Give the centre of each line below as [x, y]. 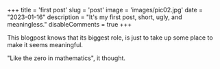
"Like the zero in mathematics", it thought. [66, 58]
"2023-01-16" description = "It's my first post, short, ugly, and [95, 17]
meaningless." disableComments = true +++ [70, 24]
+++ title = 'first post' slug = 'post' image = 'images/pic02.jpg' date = [105, 10]
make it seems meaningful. [45, 45]
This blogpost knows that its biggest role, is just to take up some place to [110, 38]
